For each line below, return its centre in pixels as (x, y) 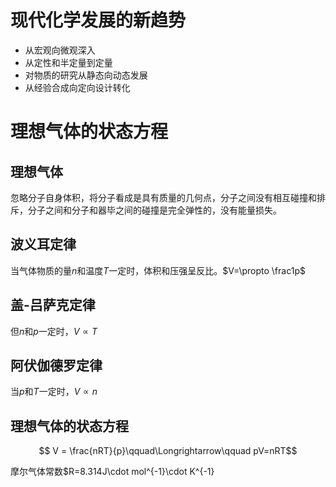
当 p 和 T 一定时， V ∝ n (54, 392)
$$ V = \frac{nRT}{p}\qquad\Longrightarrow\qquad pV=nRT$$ (168, 451)
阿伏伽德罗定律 (56, 365)
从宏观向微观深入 (60, 50)
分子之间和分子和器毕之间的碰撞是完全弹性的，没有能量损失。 (154, 210)
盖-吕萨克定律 (53, 305)
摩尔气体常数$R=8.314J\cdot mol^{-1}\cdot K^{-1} (112, 472)
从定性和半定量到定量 (68, 62)
